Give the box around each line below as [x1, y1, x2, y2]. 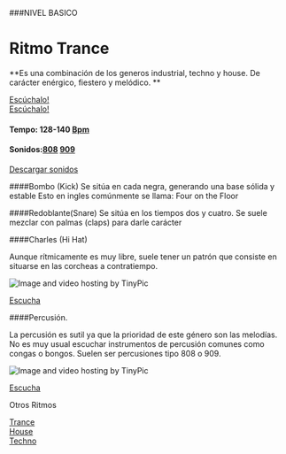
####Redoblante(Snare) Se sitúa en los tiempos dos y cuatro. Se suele [9, 207, 267, 218]
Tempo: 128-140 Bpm [9, 124, 90, 135]
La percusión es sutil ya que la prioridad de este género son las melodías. [9, 329, 278, 340]
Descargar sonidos [9, 164, 79, 174]
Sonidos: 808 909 [9, 144, 75, 155]
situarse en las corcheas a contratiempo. [9, 260, 158, 271]
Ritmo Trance [9, 39, 110, 58]
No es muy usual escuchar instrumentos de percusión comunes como [9, 338, 265, 349]
